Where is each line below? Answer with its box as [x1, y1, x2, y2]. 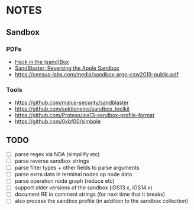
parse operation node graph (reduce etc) [14, 177, 115, 185]
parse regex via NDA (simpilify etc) [14, 150, 100, 157]
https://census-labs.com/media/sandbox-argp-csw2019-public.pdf [14, 70, 179, 77]
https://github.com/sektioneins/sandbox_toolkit [14, 105, 130, 112]
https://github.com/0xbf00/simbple [14, 118, 101, 125]
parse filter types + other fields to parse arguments [14, 164, 140, 172]
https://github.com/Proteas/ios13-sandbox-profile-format [14, 112, 155, 119]
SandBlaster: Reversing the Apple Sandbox [14, 64, 119, 72]
